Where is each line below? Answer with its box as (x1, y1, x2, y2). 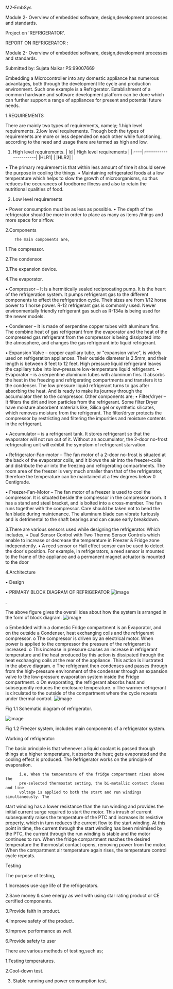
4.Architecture (5, 569, 36, 575)
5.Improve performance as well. (5, 928, 73, 934)
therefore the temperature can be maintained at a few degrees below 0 (5, 474, 156, 479)
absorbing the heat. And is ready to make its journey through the (5, 388, 143, 394)
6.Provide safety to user (5, 938, 56, 944)
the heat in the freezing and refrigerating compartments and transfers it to (5, 377, 163, 383)
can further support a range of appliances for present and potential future (5, 97, 162, 103)
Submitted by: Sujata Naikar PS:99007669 (5, 65, 95, 71)
